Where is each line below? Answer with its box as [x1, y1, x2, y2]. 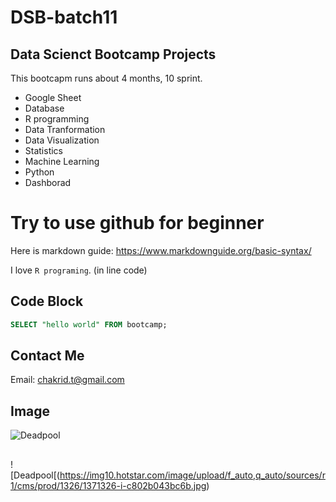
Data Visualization [24, 134, 100, 146]
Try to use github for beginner [10, 212, 265, 235]
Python [24, 166, 55, 178]
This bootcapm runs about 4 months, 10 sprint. [10, 72, 203, 84]
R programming [24, 113, 90, 125]
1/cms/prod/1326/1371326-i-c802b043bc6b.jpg [10, 479, 207, 491]
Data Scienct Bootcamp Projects [10, 46, 217, 63]
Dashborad [24, 177, 72, 188]
